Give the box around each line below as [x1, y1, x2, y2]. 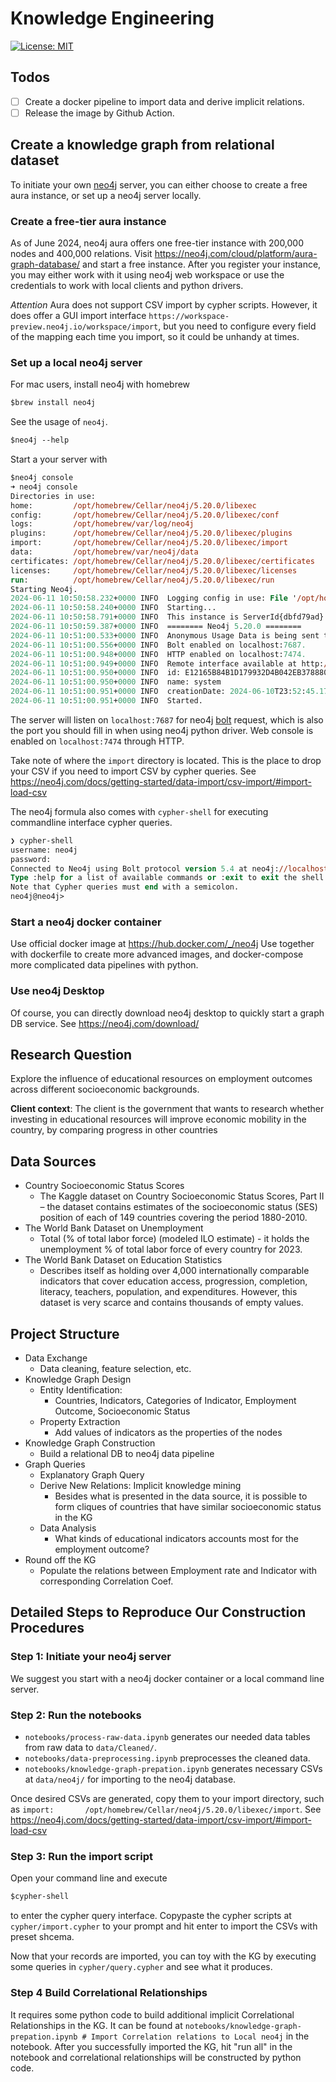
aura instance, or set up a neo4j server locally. [10, 189, 202, 201]
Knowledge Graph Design [24, 1373, 132, 1386]
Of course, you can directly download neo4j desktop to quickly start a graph [10, 1007, 325, 1019]
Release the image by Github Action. [24, 107, 175, 119]
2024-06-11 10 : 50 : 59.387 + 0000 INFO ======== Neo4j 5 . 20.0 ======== [10, 622, 302, 632]
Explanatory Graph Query [39, 1469, 145, 1481]
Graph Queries [24, 1458, 86, 1471]
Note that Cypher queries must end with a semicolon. [10, 882, 240, 892]
